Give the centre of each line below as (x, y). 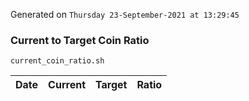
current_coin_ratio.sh (57, 61)
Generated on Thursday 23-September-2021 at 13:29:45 (125, 14)
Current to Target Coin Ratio (80, 40)
